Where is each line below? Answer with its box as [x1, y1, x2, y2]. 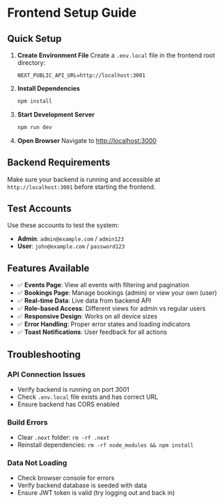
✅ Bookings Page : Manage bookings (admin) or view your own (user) [17, 289, 218, 297]
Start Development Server [17, 110, 95, 119]
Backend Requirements [7, 157, 111, 169]
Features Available [7, 262, 90, 274]
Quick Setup [7, 33, 62, 45]
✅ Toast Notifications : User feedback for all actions [17, 328, 168, 336]
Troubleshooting [7, 349, 81, 360]
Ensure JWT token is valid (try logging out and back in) [17, 489, 175, 497]
